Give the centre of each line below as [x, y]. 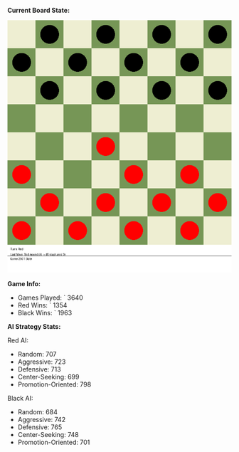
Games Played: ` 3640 [50, 298]
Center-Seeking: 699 [48, 377]
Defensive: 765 [40, 427]
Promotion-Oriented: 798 [54, 384]
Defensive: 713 [39, 369]
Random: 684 [38, 412]
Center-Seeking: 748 [48, 435]
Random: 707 [37, 354]
